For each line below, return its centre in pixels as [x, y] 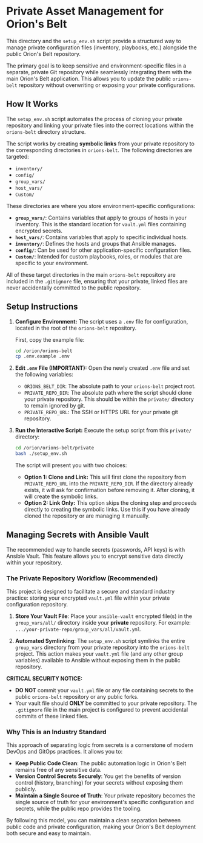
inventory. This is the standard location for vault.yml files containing [101, 224]
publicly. [25, 789]
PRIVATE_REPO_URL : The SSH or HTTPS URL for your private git [101, 412]
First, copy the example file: [50, 339]
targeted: [18, 156]
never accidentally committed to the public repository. [74, 288]
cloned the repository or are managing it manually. [87, 516]
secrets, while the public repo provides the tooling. [78, 809]
